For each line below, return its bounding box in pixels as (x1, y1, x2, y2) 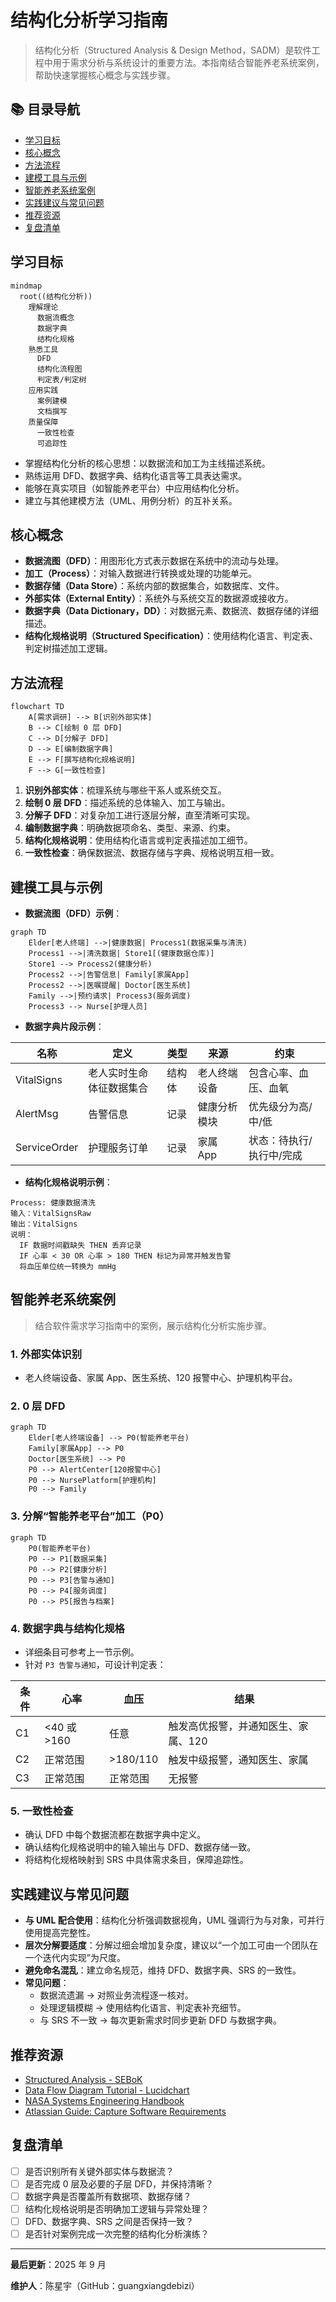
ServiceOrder (15, 1141, 79, 1154)
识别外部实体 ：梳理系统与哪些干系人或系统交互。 (24, 784, 227, 796)
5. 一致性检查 (10, 1804, 74, 1818)
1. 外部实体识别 (10, 1347, 83, 1361)
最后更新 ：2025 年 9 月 (10, 2259, 107, 2271)
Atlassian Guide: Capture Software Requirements (24, 2105, 227, 2117)
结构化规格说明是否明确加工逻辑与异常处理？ (24, 2202, 210, 2215)
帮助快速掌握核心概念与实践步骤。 (34, 69, 176, 81)
